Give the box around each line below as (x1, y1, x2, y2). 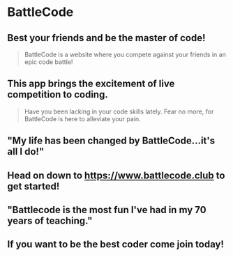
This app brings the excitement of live (7, 78, 175, 90)
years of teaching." (7, 215, 93, 226)
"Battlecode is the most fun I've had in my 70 (7, 203, 207, 216)
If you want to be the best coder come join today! (7, 238, 225, 251)
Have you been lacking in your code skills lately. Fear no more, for (24, 107, 214, 116)
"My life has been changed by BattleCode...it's (7, 135, 216, 147)
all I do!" (7, 146, 45, 157)
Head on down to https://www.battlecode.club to (7, 169, 225, 181)
